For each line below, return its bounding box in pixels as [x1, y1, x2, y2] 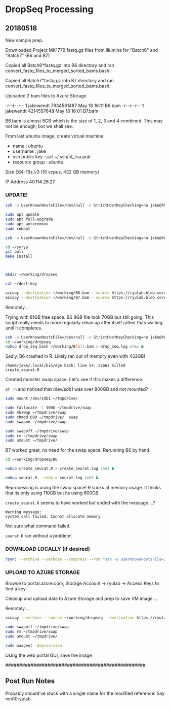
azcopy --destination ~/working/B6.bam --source [5, 290, 110, 295]
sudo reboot [5, 226, 30, 231]
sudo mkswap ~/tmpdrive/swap [5, 410, 67, 415]
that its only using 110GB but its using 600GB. [5, 490, 100, 496]
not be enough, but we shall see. [5, 123, 73, 129]
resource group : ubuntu [12, 159, 64, 165]
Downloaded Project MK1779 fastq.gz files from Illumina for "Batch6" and [5, 47, 158, 53]
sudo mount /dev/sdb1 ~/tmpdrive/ [5, 396, 78, 401]
